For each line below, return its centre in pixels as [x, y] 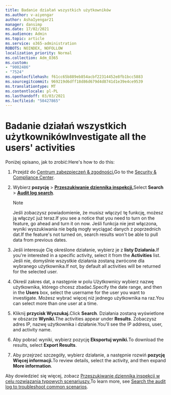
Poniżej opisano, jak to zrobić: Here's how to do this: [60, 162]
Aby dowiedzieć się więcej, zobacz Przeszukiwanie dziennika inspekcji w [83, 376]
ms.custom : [17, 63]
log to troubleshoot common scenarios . [47, 387]
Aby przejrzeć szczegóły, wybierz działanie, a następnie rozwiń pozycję [89, 355]
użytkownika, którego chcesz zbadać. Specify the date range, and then [87, 287]
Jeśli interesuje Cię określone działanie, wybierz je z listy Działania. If [86, 250]
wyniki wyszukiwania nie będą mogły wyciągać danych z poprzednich [87, 229]
